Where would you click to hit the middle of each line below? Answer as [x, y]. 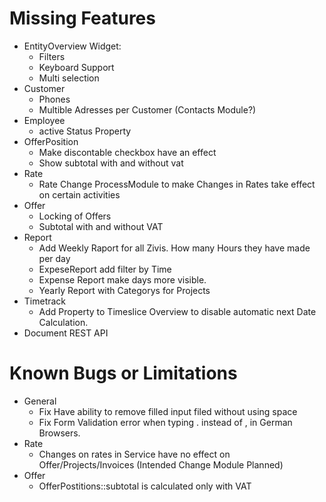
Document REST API [66, 333]
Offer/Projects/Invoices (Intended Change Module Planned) [161, 464]
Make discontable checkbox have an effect [127, 152]
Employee [44, 120]
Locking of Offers [75, 216]
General [40, 401]
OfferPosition [51, 141]
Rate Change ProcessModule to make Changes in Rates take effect [177, 184]
